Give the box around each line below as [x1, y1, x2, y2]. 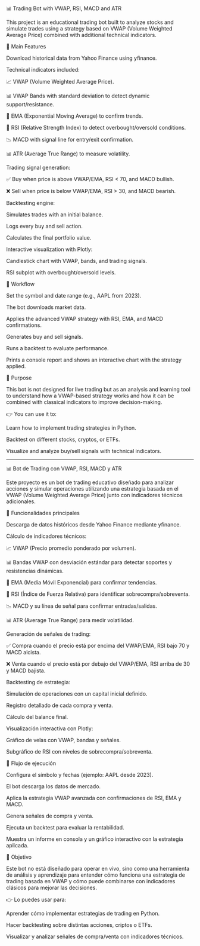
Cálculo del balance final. [6, 714, 68, 720]
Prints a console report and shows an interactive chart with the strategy [6, 356, 182, 363]
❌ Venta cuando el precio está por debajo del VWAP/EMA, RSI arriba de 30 [6, 660, 190, 668]
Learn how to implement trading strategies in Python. [6, 424, 137, 431]
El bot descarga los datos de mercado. [6, 783, 101, 790]
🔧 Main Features [6, 43, 46, 50]
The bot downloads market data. [6, 304, 86, 311]
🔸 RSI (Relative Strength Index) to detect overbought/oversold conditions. [6, 124, 186, 131]
